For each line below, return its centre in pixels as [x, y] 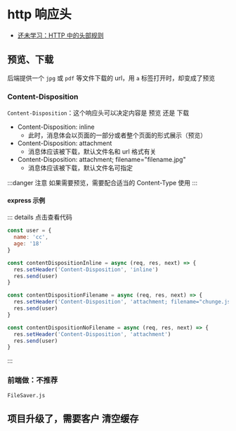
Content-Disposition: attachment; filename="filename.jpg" [101, 160]
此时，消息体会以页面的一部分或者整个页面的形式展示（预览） [117, 135]
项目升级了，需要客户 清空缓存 [73, 419]
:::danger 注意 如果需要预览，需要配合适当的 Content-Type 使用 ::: [103, 183]
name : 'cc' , [31, 237]
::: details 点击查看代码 [40, 217]
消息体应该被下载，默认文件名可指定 [80, 168]
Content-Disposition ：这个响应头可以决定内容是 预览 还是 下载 [98, 113]
